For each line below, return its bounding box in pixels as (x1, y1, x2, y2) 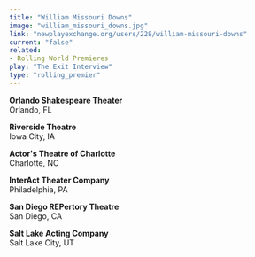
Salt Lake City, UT (9, 237, 75, 248)
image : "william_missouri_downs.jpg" (9, 21, 149, 30)
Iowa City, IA (9, 130, 56, 142)
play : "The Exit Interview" (9, 63, 113, 72)
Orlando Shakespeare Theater (9, 95, 123, 105)
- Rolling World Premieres (9, 54, 109, 63)
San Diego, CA (9, 210, 63, 222)
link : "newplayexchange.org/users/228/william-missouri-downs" (9, 29, 248, 38)
